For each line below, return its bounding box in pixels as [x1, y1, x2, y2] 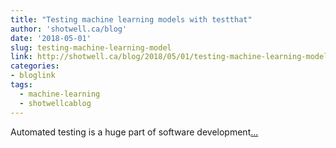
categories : [10, 61, 60, 71]
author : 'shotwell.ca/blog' [10, 24, 128, 34]
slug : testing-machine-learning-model [10, 42, 172, 53]
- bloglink [10, 71, 56, 81]
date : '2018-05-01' [10, 33, 92, 43]
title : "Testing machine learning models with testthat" [10, 14, 253, 25]
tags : [10, 80, 33, 90]
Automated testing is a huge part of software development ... [10, 126, 259, 138]
